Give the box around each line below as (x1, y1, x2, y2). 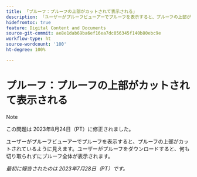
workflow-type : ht (6, 36, 51, 42)
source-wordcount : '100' (6, 42, 67, 47)
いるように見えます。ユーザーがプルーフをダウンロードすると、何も (26, 145, 190, 152)
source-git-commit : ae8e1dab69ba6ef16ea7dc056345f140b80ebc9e (6, 30, 161, 36)
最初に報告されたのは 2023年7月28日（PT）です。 (6, 165, 128, 172)
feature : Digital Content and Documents (6, 25, 107, 31)
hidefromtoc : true (6, 19, 51, 25)
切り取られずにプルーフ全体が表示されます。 (6, 152, 113, 159)
